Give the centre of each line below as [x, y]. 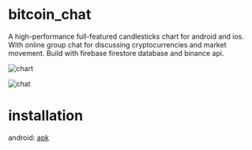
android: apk [29, 137]
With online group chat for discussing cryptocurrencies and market [117, 44]
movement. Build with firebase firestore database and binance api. [116, 53]
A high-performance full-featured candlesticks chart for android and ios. [126, 36]
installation [46, 116]
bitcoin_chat [50, 15]
